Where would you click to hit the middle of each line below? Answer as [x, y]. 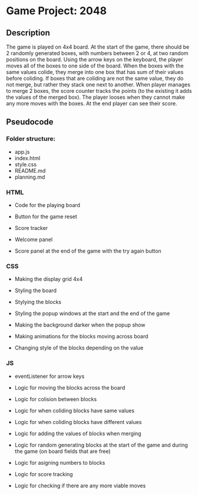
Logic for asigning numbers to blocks [60, 462]
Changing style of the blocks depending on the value [79, 348]
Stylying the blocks [38, 302]
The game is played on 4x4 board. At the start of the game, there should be [98, 47]
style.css [26, 164]
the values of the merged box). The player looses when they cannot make [96, 97]
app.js [22, 151]
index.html [27, 158]
